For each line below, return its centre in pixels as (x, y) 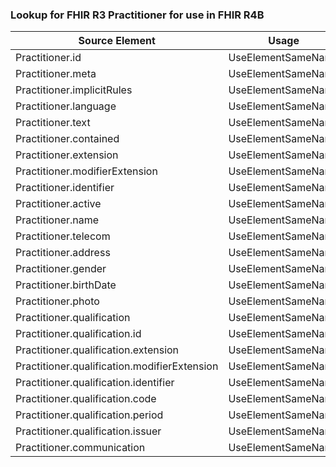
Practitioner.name (57, 220)
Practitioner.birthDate (66, 285)
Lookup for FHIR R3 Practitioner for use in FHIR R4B (137, 15)
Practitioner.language (66, 106)
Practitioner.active (58, 204)
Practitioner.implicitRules (74, 90)
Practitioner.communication (80, 448)
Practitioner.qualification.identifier (95, 383)
